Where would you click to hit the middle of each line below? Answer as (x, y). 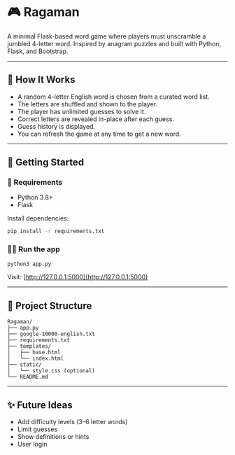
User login (32, 444)
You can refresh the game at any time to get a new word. (99, 134)
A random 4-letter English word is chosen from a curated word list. (113, 97)
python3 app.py (29, 264)
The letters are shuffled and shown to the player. (87, 104)
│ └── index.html (36, 359)
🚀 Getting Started (46, 163)
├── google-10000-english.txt (51, 334)
